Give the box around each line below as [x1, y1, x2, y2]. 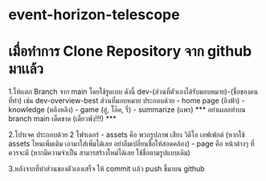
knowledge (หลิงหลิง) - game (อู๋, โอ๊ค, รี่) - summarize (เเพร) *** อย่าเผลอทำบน [8, 105, 247, 115]
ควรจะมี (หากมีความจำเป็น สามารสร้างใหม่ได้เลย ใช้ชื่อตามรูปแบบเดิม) [8, 148, 190, 158]
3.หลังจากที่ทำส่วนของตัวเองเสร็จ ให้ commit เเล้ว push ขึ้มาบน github [8, 164, 205, 174]
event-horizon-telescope [8, 6, 180, 24]
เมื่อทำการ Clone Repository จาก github [8, 42, 252, 61]
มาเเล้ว [8, 60, 44, 78]
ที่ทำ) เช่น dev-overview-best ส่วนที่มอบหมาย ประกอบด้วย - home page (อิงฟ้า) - [8, 96, 245, 106]
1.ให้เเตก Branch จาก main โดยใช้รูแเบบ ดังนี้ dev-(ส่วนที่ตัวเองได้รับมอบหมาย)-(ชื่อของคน [8, 86, 259, 97]
